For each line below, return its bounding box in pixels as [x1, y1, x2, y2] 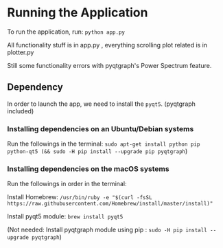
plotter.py [7, 48, 34, 56]
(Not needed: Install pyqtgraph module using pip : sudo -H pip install [7, 225, 207, 234]
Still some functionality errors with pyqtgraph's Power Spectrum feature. [7, 61, 212, 69]
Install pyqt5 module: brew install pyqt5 [7, 212, 124, 221]
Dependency [7, 81, 63, 93]
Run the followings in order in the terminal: [7, 180, 127, 188]
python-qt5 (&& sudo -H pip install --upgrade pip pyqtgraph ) [7, 147, 188, 155]
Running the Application [7, 5, 148, 21]
